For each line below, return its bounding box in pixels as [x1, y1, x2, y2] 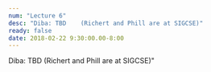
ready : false [8, 26, 52, 34]
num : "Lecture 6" [8, 11, 67, 20]
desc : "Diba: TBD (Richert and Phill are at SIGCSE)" [8, 19, 204, 27]
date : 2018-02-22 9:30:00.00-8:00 [8, 34, 125, 42]
